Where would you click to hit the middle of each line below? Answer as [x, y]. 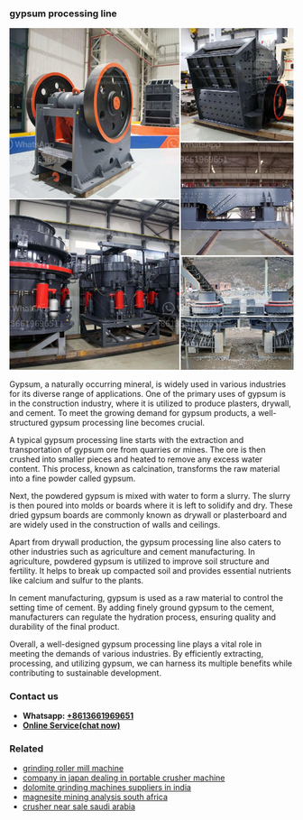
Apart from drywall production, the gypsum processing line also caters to [145, 542]
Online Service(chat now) [71, 725]
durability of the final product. [64, 626]
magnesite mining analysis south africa [95, 797]
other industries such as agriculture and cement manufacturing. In [132, 551]
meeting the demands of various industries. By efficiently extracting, [137, 653]
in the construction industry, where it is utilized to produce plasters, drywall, [150, 403]
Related [27, 749]
